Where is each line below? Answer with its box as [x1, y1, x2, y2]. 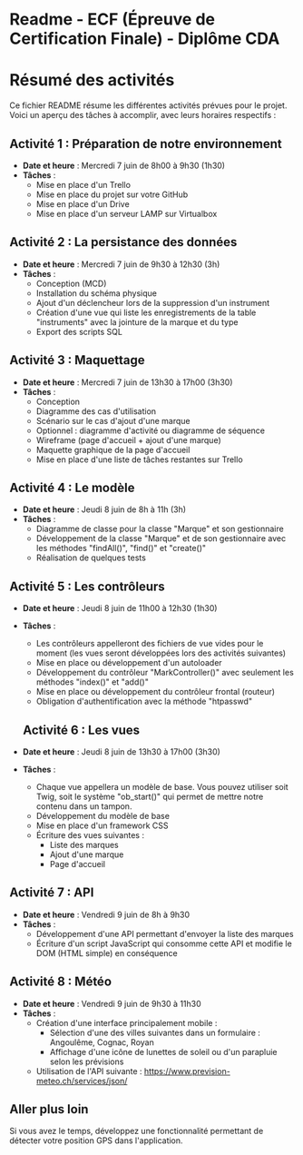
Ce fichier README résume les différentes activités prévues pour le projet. [9, 100, 288, 111]
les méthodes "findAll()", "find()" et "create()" [35, 543, 207, 554]
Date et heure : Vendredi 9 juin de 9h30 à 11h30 [22, 998, 201, 1009]
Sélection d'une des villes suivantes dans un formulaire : [49, 1027, 261, 1038]
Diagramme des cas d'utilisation [35, 405, 157, 417]
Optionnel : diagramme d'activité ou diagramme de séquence [35, 425, 266, 436]
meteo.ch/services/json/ [35, 1075, 128, 1086]
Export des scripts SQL [35, 326, 122, 337]
